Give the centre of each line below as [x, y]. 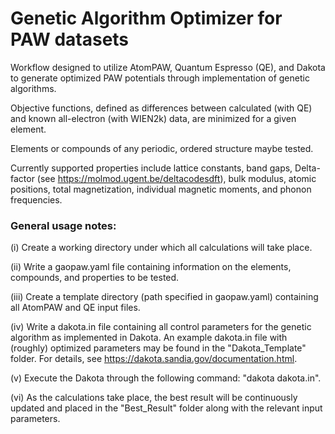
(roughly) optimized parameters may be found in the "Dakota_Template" [158, 348]
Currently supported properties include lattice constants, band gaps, [151, 168]
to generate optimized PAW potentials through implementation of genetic [160, 78]
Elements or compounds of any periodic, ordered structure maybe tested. [162, 148]
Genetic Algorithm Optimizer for [146, 18]
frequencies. [36, 199]
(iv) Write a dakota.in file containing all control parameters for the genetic [161, 327]
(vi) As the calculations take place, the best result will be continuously [154, 398]
